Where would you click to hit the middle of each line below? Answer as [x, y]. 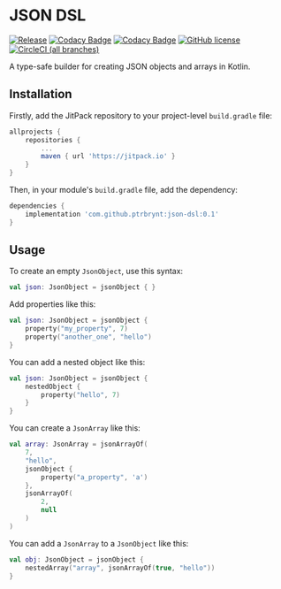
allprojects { [35, 132]
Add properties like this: [53, 304]
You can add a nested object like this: [77, 362]
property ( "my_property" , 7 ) [76, 329]
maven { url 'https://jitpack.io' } [108, 157]
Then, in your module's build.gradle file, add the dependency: [124, 190]
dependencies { [37, 206]
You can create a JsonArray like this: [75, 428]
